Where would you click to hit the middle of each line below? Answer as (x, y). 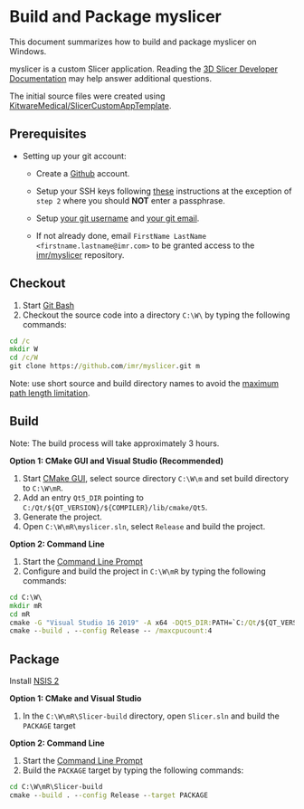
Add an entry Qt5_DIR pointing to (83, 497)
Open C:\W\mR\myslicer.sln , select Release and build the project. (144, 526)
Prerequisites (48, 134)
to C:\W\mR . (43, 488)
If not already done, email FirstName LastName (121, 235)
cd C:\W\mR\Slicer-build (56, 787)
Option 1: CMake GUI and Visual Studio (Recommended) (117, 461)
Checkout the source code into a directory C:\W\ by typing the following (156, 315)
